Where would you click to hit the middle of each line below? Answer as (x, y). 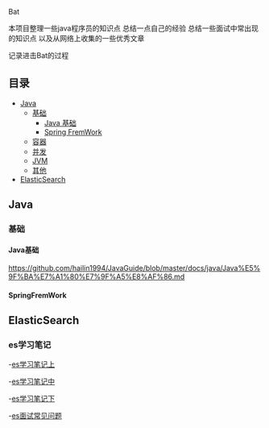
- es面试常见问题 (35, 415)
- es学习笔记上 (32, 364)
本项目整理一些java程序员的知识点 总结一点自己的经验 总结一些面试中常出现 (134, 28)
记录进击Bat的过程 (39, 55)
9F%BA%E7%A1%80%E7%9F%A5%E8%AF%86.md (97, 276)
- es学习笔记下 (32, 398)
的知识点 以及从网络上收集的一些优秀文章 (77, 38)
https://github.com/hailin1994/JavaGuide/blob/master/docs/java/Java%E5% (134, 268)
